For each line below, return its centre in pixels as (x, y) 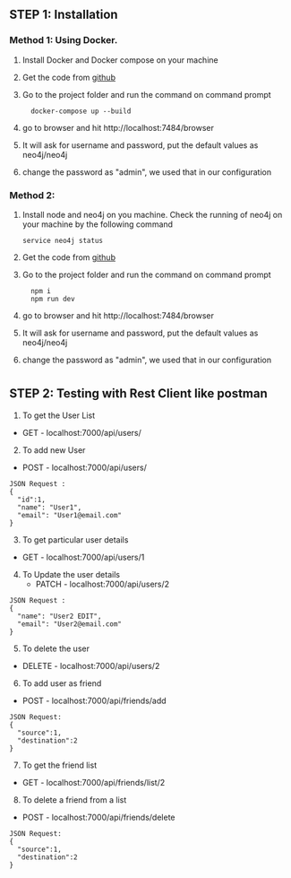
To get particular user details (75, 539)
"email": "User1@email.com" (70, 515)
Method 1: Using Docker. (64, 40)
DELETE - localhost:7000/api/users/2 (91, 665)
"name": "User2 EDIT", (60, 616)
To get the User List (59, 415)
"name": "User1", (50, 507)
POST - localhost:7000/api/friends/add (94, 700)
